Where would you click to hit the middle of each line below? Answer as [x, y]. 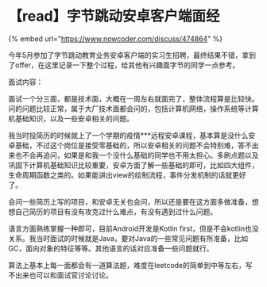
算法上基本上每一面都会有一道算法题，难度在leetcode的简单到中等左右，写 [130, 265]
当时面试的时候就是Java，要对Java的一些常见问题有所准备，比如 [142, 238]
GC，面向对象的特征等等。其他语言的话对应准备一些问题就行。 [111, 248]
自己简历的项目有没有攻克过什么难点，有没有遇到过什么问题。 [116, 212]
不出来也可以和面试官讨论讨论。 [60, 275]
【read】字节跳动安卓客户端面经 [114, 16]
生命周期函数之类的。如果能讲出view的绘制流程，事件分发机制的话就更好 [127, 174]
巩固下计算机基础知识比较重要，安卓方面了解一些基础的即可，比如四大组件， [133, 165]
